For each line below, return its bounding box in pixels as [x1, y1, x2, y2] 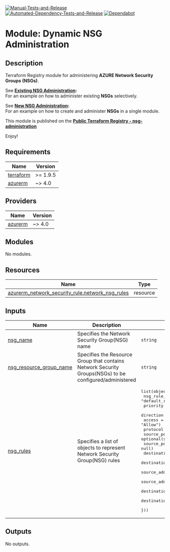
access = [143, 417, 163, 423]
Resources [5, 266, 40, 274]
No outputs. [5, 540, 30, 547]
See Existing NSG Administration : [5, 88, 77, 93]
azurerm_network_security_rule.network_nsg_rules [8, 289, 129, 297]
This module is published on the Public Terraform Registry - [5, 118, 132, 124]
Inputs [5, 307, 26, 315]
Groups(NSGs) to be [77, 370, 126, 377]
